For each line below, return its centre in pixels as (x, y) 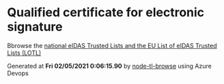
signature (35, 27)
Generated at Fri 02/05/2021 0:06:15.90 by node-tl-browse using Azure (109, 66)
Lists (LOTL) (24, 53)
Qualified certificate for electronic (106, 13)
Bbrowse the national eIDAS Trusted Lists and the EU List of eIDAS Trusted (112, 45)
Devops (18, 73)
